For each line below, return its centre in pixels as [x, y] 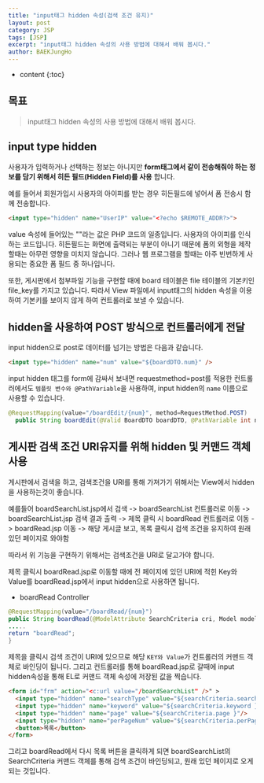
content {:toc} [42, 74]
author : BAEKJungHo [40, 52]
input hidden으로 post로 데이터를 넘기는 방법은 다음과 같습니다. [106, 348]
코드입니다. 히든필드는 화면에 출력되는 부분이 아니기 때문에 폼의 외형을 [130, 244]
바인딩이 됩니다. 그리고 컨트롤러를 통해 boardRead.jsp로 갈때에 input [128, 667]
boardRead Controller [54, 597]
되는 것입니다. [29, 771]
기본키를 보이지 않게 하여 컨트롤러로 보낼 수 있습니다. [103, 300]
